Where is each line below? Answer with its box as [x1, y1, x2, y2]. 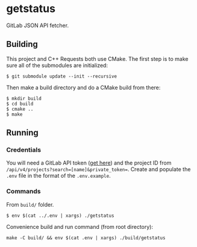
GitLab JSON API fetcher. [6, 22, 69, 29]
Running [6, 128, 39, 138]
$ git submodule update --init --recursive [6, 73, 117, 80]
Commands [6, 187, 41, 196]
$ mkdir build [6, 95, 42, 101]
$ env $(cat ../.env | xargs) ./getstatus [6, 213, 114, 219]
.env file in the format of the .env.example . [6, 172, 111, 180]
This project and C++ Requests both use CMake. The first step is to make [6, 55, 189, 62]
